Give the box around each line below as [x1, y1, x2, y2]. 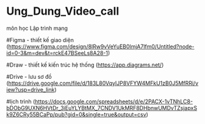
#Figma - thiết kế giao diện [6, 36, 74, 43]
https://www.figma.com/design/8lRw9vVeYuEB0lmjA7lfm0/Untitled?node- [8, 43, 195, 50]
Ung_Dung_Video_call [6, 4, 120, 18]
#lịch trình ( [6, 98, 35, 105]
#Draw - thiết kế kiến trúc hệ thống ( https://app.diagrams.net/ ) [6, 61, 164, 68]
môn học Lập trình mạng [6, 24, 68, 32]
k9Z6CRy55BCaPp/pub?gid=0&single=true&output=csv [6, 111, 146, 118]
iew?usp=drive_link [6, 86, 55, 93]
